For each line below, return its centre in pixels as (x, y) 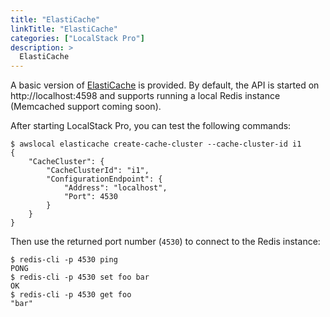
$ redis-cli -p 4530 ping (64, 260)
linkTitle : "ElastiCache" (64, 29)
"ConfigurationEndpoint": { (104, 179)
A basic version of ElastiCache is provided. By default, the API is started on (165, 85)
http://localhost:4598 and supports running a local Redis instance (145, 96)
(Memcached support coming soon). (86, 107)
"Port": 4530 (90, 197)
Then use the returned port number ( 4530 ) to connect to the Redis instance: (165, 242)
